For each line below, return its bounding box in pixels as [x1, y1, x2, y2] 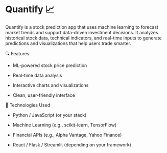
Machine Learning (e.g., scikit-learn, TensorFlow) [12, 122, 116, 128]
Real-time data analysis [12, 72, 62, 78]
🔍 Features [5, 50, 30, 56]
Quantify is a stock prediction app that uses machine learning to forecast [5, 24, 158, 30]
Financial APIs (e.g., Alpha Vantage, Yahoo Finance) [12, 132, 122, 138]
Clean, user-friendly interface [12, 92, 75, 98]
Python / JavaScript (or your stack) [12, 112, 87, 118]
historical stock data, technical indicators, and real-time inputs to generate [5, 35, 162, 41]
